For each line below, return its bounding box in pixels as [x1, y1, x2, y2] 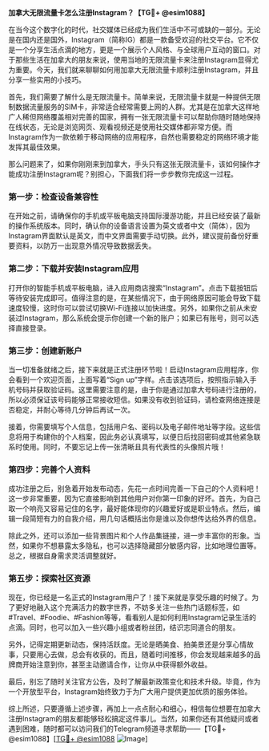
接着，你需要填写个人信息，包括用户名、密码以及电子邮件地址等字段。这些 [8, 421, 254, 432]
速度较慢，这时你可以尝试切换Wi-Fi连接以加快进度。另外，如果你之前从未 [8, 302, 251, 312]
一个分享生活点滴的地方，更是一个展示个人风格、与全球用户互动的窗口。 [14, 45, 254, 55]
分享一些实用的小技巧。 [8, 75, 86, 84]
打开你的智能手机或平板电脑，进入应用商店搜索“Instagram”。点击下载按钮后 [8, 282, 258, 292]
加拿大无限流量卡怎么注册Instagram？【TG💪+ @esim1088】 [8, 8, 210, 17]
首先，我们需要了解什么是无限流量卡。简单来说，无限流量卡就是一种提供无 [8, 92, 254, 101]
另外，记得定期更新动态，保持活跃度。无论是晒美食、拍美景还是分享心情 [8, 639, 247, 649]
